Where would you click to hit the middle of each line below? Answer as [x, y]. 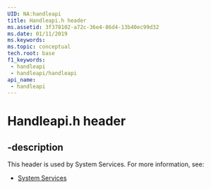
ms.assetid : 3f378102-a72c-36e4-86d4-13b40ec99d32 [83, 27]
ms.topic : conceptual [39, 47]
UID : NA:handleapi [34, 14]
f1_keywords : [26, 60]
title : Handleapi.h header [47, 21]
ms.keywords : [26, 40]
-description [35, 147]
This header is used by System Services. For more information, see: [106, 164]
